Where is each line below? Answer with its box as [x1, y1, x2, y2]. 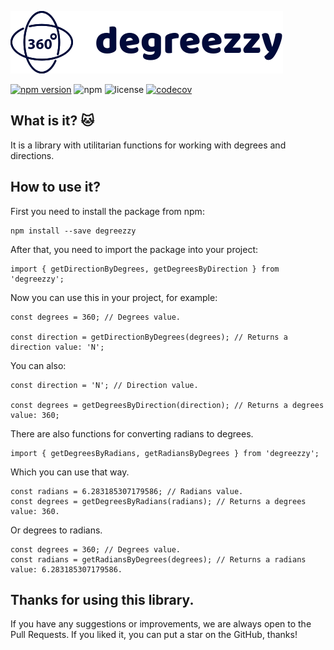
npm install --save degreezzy [10, 226, 137, 236]
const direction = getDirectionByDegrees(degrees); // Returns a [10, 332, 288, 342]
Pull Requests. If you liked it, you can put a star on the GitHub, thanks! [10, 629, 298, 641]
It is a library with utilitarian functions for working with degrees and [10, 139, 287, 151]
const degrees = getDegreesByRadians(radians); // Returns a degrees [10, 496, 307, 506]
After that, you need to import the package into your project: [10, 243, 258, 255]
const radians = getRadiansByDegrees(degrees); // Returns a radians [10, 554, 307, 565]
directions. [10, 149, 55, 161]
